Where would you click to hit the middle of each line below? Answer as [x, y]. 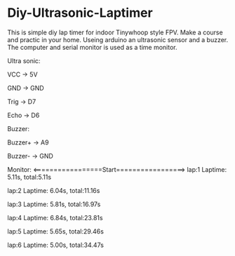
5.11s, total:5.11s [29, 177]
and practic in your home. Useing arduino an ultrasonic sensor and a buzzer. [118, 39]
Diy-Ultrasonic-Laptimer [80, 13]
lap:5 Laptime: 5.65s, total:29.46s [55, 231]
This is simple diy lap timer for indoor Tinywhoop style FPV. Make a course [115, 32]
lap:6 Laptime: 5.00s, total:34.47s [55, 245]
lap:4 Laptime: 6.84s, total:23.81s [55, 217]
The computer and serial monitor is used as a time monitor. [92, 47]
